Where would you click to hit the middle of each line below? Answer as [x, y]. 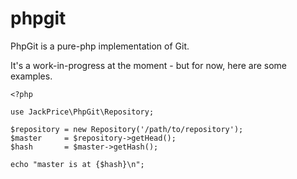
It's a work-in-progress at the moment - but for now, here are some [148, 65]
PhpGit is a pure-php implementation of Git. [100, 46]
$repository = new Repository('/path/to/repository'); [127, 129]
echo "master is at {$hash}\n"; [77, 164]
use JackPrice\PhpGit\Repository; [82, 112]
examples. [31, 76]
